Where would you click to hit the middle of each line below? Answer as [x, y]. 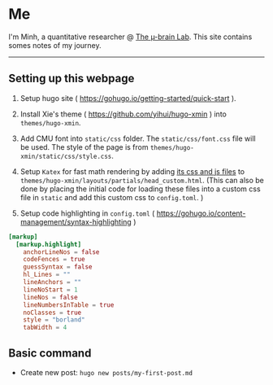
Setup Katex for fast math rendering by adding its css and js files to [132, 171]
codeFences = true [54, 260]
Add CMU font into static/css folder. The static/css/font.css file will [138, 138]
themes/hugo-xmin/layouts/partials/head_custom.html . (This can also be [142, 180]
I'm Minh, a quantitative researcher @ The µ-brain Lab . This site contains [130, 37]
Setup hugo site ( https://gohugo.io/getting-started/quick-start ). [128, 98]
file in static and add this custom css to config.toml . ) [112, 197]
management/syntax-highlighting [76, 221]
